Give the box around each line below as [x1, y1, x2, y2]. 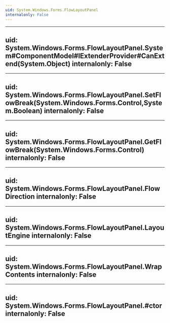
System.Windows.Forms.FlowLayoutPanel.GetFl [5, 138, 162, 146]
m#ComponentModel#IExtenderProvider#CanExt [5, 51, 165, 60]
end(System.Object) [5, 59, 71, 68]
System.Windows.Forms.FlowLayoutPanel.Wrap [5, 262, 162, 271]
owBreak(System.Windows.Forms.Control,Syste [5, 99, 162, 107]
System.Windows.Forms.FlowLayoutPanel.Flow [5, 184, 160, 193]
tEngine [5, 232, 30, 240]
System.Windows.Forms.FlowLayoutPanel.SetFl [5, 90, 161, 99]
